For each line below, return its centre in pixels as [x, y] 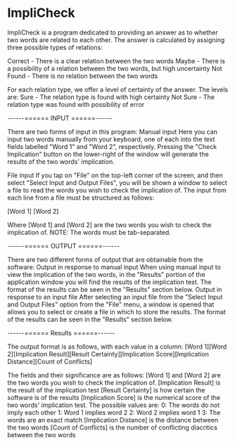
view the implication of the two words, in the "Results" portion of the [106, 274]
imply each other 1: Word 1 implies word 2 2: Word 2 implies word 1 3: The [114, 412]
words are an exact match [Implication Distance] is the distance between [113, 420]
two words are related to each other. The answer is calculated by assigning [116, 39]
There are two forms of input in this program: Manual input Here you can [113, 131]
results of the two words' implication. [61, 161]
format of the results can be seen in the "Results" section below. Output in [115, 289]
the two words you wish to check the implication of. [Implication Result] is [114, 382]
